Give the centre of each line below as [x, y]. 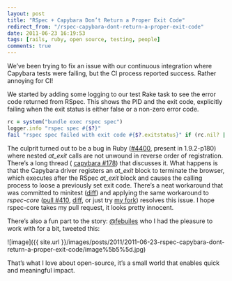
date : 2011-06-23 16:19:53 [46, 33]
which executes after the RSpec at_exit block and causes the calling [105, 178]
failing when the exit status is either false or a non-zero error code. [103, 109]
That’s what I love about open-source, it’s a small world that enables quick [114, 263]
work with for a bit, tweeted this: [54, 228]
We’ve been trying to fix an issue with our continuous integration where [110, 66]
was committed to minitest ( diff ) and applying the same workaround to [108, 192]
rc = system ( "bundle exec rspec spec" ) [65, 122]
